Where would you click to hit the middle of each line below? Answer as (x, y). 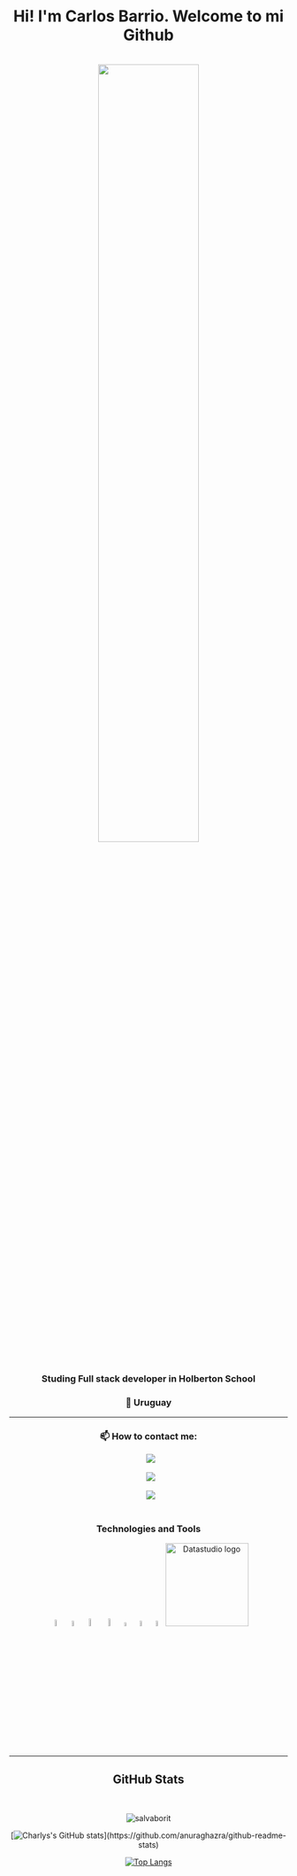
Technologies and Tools (148, 1529)
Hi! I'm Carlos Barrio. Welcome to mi (148, 16)
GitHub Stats (148, 1780)
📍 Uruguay (148, 1402)
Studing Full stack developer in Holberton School (148, 1378)
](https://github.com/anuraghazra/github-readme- (195, 1835)
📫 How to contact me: (148, 1436)
